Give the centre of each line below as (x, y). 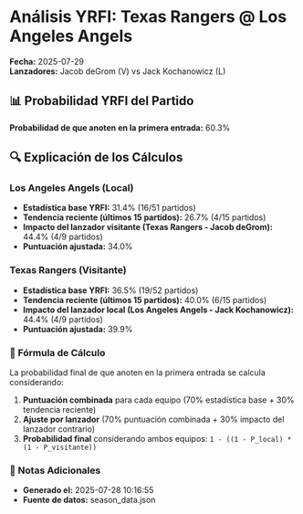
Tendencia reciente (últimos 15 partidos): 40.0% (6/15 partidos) (145, 299)
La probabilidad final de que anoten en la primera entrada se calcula (138, 372)
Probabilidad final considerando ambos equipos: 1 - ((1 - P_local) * (157, 439)
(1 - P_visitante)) (60, 448)
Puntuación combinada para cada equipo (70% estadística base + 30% (158, 400)
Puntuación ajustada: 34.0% (78, 247)
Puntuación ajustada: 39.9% (78, 329)
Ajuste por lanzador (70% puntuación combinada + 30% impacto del (153, 420)
